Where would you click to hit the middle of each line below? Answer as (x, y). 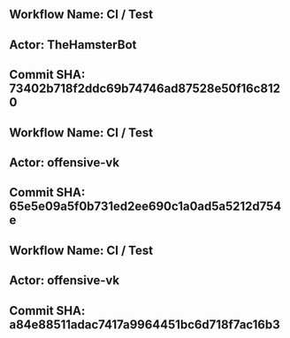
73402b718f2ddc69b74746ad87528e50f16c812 (145, 89)
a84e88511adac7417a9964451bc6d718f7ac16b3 (145, 324)
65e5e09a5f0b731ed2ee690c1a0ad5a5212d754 (145, 207)
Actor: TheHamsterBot (73, 45)
